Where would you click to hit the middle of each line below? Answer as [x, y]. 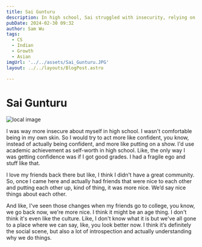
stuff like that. [23, 163]
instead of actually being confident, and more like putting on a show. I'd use [100, 144]
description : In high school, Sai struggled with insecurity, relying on [101, 17]
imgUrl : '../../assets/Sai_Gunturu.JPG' [58, 62]
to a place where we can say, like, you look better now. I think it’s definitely [99, 225]
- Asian [21, 57]
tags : [13, 34]
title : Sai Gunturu [31, 12]
